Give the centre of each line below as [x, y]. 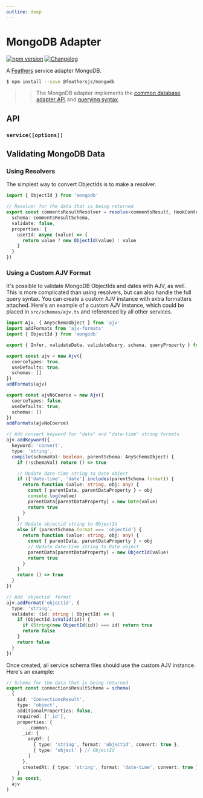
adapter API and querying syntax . [78, 99]
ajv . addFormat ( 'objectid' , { [43, 603]
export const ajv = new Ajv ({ [44, 356]
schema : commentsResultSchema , [51, 218]
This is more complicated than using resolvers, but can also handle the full [99, 292]
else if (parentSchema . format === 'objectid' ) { [79, 530]
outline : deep [24, 12]
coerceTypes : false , [37, 401]
